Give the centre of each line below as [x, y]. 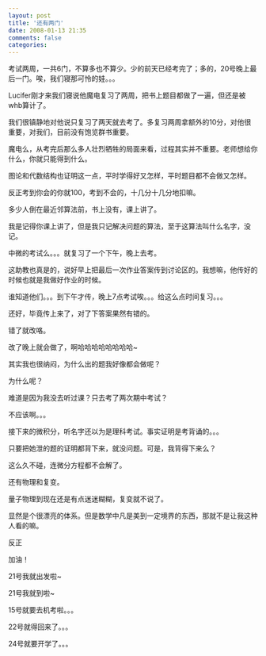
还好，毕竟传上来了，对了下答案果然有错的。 [81, 313]
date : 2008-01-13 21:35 [47, 30]
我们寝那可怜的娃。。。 [84, 79]
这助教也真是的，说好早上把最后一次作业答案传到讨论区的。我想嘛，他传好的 [133, 270]
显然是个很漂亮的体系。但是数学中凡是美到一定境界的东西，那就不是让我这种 [133, 516]
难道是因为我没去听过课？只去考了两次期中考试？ [88, 398]
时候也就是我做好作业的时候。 [57, 280]
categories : [28, 45]
